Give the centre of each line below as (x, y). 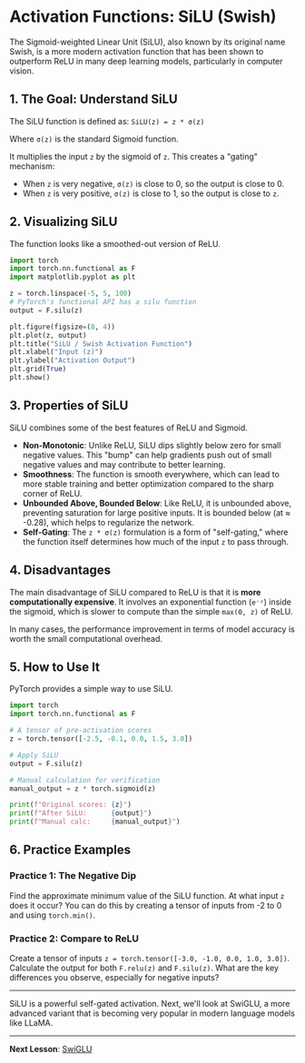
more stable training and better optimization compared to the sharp (148, 484)
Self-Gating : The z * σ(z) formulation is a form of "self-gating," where (155, 532)
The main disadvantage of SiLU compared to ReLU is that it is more (135, 592)
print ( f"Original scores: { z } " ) (70, 805)
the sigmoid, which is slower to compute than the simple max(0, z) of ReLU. (151, 611)
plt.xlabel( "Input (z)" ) (56, 352)
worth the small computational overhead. (86, 638)
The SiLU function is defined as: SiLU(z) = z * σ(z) (107, 121)
